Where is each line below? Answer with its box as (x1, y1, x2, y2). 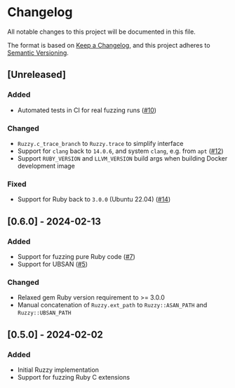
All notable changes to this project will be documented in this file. (7, 27, 196, 36)
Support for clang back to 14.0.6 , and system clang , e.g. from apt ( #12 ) (17, 147, 224, 155)
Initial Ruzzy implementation (17, 366, 100, 374)
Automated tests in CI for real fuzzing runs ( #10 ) (17, 106, 156, 114)
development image (17, 161, 75, 170)
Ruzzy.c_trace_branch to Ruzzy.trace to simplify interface (17, 139, 184, 147)
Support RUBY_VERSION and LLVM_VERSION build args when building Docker (17, 154, 228, 162)
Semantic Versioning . (7, 48, 69, 57)
